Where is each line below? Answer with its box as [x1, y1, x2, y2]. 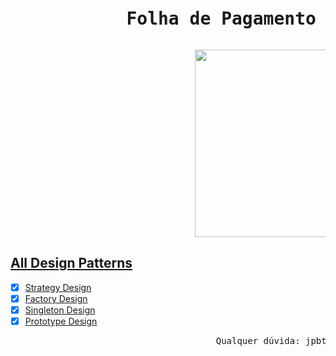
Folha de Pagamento [126, 8, 317, 30]
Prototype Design [24, 315, 98, 327]
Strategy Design [24, 281, 92, 293]
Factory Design [24, 292, 88, 304]
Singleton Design [24, 304, 96, 316]
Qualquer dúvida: [215, 335, 301, 346]
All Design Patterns [10, 255, 133, 272]
